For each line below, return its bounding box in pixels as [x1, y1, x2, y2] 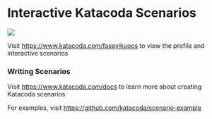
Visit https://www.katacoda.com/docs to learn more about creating [7, 82, 202, 91]
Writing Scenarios [7, 66, 71, 76]
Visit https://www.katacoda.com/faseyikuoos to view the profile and [7, 41, 205, 50]
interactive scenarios [7, 49, 69, 57]
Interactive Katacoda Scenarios [7, 5, 196, 21]
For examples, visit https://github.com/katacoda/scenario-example [7, 104, 201, 112]
